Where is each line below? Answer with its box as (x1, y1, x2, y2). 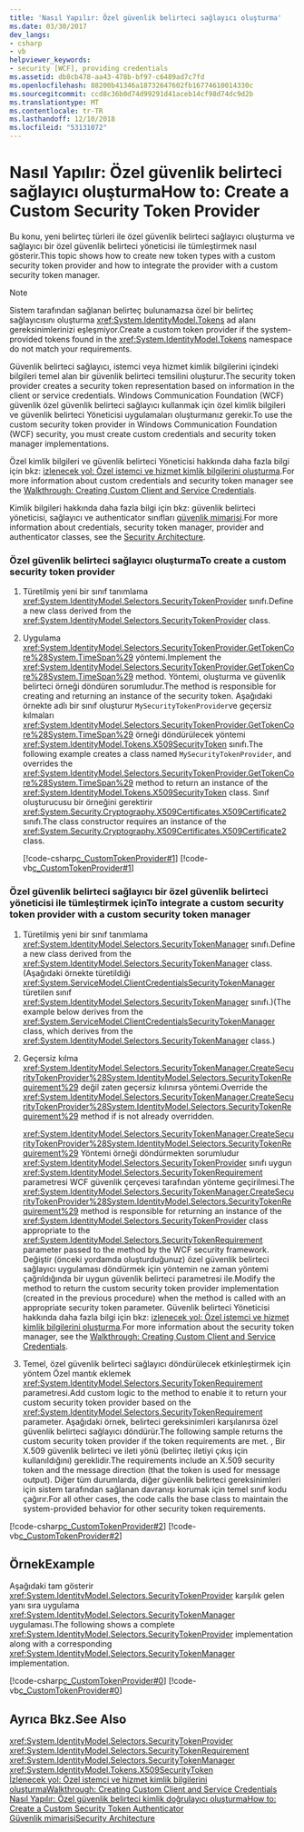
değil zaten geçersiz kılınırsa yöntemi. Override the (80, 1081, 268, 1092)
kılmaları (22, 710, 54, 721)
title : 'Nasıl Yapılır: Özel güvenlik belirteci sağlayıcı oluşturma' (9, 13, 282, 23)
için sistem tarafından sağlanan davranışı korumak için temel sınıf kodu (22, 1483, 288, 1495)
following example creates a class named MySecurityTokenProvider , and (22, 749, 292, 760)
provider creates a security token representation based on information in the (9, 380, 295, 391)
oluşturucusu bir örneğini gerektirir (22, 797, 153, 808)
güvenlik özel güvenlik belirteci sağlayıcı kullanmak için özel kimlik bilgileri (9, 399, 286, 410)
